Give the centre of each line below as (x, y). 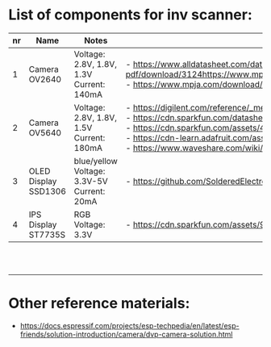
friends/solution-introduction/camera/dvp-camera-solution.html (126, 334)
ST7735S (47, 234)
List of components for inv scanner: (130, 15)
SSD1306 (48, 191)
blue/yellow (96, 161)
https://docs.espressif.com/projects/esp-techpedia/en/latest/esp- (129, 325)
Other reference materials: (99, 303)
